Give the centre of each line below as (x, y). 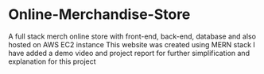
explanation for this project (52, 61)
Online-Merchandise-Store (99, 15)
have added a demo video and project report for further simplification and (129, 53)
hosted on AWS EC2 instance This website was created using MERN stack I (132, 44)
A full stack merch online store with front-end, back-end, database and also (132, 36)
